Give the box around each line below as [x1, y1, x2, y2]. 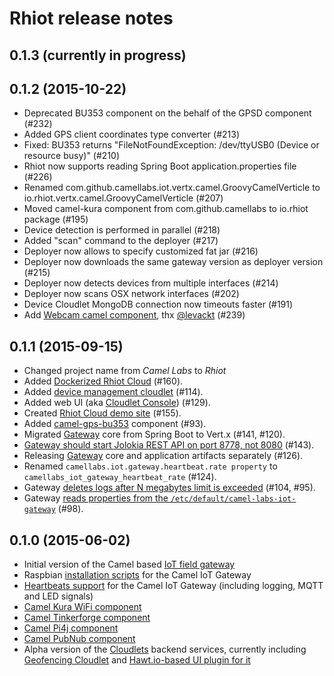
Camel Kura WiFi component [23, 601, 142, 613]
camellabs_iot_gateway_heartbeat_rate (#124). [23, 471, 217, 483]
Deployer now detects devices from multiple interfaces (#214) [23, 277, 279, 289]
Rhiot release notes [9, 7, 174, 30]
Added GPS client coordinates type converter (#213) [23, 128, 241, 141]
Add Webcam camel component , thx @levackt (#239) [23, 309, 246, 321]
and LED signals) [23, 590, 94, 602]
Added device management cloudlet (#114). [23, 386, 204, 398]
